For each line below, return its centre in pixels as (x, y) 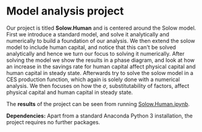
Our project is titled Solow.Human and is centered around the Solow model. (101, 28)
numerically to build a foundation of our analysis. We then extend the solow (101, 41)
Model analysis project (65, 11)
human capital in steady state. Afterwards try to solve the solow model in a (100, 73)
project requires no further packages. (53, 122)
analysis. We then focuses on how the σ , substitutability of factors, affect (98, 85)
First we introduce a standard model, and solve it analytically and (88, 34)
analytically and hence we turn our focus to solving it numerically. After (96, 53)
